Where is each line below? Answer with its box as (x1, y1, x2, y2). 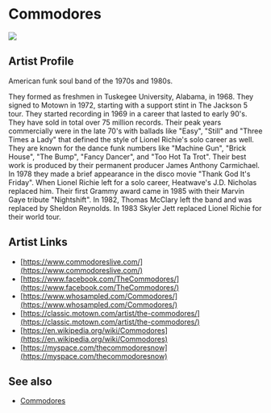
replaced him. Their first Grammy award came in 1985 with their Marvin (8, 186, 244, 196)
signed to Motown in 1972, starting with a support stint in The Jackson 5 (8, 100, 248, 110)
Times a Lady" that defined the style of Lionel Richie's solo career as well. (8, 134, 254, 144)
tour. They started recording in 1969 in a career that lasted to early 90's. (8, 108, 248, 118)
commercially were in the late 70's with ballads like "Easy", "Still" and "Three (8, 126, 263, 136)
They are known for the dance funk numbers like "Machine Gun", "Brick (8, 143, 247, 153)
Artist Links (8, 235, 69, 249)
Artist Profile (8, 54, 74, 69)
